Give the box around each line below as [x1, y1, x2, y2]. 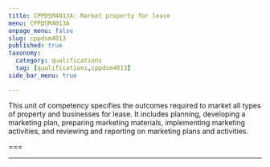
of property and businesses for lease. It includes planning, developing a [8, 109, 246, 119]
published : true [8, 42, 63, 50]
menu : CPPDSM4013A [8, 19, 70, 27]
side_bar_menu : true [8, 71, 78, 79]
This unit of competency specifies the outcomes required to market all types [8, 100, 261, 110]
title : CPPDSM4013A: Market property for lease [8, 11, 171, 20]
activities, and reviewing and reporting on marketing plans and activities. [8, 126, 249, 136]
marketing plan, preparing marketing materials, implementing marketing [8, 117, 246, 127]
